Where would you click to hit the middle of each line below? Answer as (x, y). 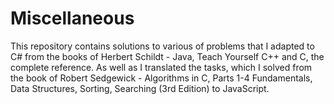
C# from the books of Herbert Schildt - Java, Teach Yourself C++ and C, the (167, 56)
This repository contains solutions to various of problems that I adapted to (162, 46)
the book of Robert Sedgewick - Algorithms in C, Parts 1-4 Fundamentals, (161, 78)
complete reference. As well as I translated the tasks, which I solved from (161, 67)
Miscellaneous (72, 18)
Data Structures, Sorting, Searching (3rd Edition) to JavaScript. (140, 88)
